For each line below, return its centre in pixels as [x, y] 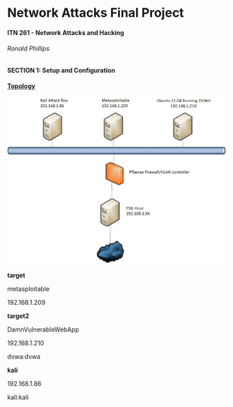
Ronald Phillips [29, 49]
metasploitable [29, 289]
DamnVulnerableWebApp [43, 329]
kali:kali [18, 397]
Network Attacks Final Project [96, 13]
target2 [18, 316]
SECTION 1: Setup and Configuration [61, 70]
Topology [21, 86]
